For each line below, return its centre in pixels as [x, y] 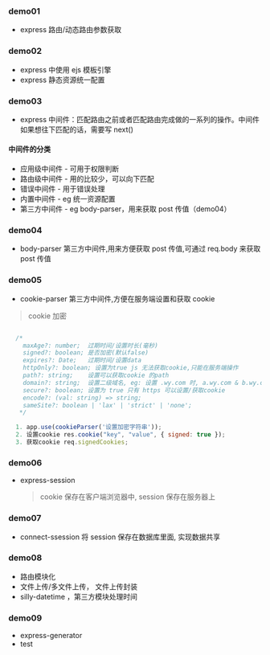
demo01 [25, 11]
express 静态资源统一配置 [62, 80]
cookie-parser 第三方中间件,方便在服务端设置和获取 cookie [117, 298]
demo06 [25, 462]
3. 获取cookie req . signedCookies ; [72, 442]
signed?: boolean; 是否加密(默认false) [86, 353]
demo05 [25, 280]
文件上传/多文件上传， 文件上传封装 [79, 586]
